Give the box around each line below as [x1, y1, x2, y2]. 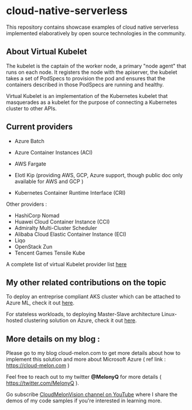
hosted [6, 317, 23, 324]
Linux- [161, 311, 177, 318]
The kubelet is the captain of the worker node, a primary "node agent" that [6, 62, 186, 69]
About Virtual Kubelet [6, 47, 87, 57]
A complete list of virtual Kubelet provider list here [6, 260, 127, 267]
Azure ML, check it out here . [6, 299, 75, 306]
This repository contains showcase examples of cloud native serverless [6, 23, 179, 31]
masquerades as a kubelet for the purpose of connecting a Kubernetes [6, 99, 177, 106]
